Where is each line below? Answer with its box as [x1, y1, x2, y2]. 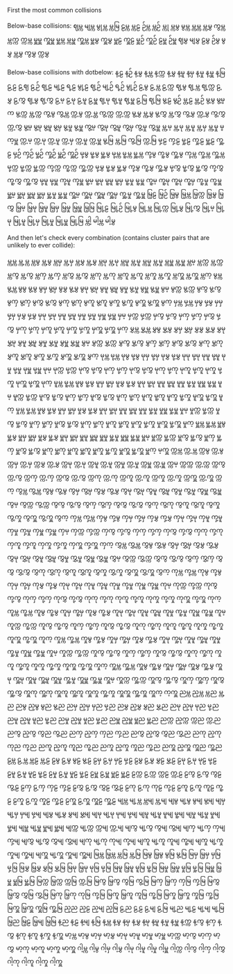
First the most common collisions [7, 6, 102, 14]
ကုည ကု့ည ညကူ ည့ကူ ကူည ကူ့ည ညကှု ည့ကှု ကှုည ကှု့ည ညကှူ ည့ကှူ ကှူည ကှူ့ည [7, 742, 223, 749]
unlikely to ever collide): [7, 241, 76, 249]
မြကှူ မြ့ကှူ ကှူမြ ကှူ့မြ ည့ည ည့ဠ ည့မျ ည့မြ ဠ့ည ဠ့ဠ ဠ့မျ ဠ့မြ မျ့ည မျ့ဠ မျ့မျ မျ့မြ [7, 903, 225, 911]
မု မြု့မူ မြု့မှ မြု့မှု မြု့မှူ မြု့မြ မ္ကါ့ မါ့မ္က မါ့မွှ [7, 216, 116, 225]
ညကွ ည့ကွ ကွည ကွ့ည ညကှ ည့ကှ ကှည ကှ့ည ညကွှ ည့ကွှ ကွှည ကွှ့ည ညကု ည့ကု [7, 728, 222, 736]
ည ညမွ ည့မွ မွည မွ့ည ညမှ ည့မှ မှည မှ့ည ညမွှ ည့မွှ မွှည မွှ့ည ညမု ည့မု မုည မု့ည [7, 701, 220, 709]
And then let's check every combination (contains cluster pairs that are [7, 234, 210, 242]
